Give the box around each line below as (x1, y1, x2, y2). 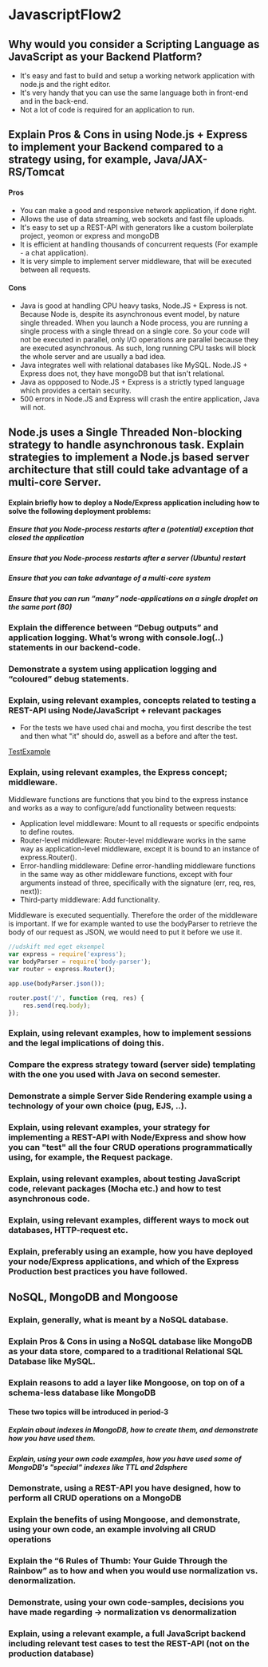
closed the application (8, 533, 85, 543)
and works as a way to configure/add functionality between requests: (8, 804, 237, 813)
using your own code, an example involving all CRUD (8, 1523, 217, 1535)
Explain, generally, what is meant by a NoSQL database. (8, 1314, 229, 1325)
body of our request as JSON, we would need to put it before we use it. (8, 927, 242, 937)
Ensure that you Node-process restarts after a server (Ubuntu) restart (8, 553, 246, 563)
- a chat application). (19, 247, 89, 257)
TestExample (8, 747, 51, 756)
